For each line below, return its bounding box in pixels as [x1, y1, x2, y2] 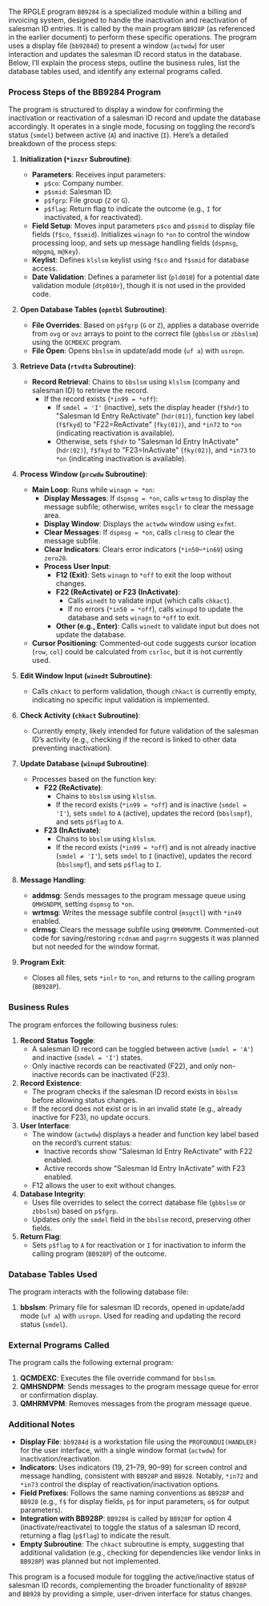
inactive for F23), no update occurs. [31, 1112, 151, 1122]
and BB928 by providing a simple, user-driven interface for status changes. [8, 1589, 253, 1599]
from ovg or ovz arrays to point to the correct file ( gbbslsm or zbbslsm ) [31, 329, 259, 339]
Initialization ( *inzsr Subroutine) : [19, 154, 132, 164]
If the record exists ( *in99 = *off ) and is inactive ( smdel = [55, 800, 247, 810]
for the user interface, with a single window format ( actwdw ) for [19, 1445, 227, 1455]
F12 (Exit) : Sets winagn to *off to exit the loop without [55, 570, 232, 580]
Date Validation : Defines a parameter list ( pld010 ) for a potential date [31, 272, 260, 282]
